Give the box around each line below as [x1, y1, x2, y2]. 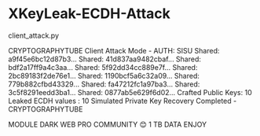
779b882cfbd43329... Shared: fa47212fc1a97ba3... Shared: [8, 79, 200, 89]
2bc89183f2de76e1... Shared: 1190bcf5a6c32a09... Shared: [8, 71, 200, 80]
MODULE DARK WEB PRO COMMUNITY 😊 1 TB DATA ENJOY [8, 119, 207, 129]
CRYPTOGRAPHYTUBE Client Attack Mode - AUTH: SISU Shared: [8, 46, 220, 55]
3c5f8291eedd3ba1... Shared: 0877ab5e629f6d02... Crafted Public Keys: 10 [8, 87, 253, 97]
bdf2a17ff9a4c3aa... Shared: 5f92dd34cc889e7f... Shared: [8, 62, 198, 72]
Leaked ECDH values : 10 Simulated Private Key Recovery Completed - [8, 96, 237, 105]
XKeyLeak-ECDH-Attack [8, 5, 171, 23]
